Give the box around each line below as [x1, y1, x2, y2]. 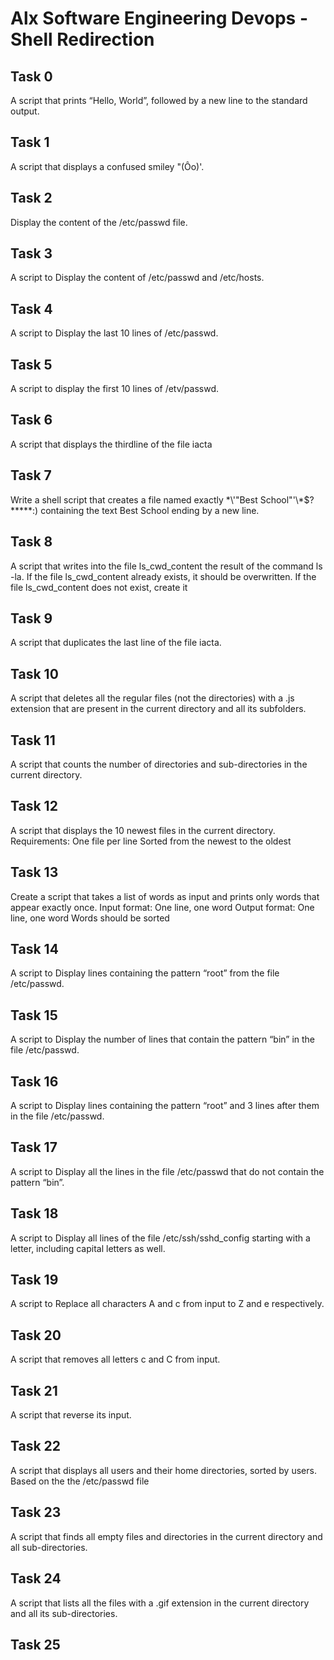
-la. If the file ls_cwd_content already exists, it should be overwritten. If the [10, 570, 317, 582]
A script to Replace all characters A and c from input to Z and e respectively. [10, 1298, 325, 1310]
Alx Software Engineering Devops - [10, 7, 309, 30]
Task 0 [10, 68, 53, 85]
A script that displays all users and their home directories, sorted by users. [10, 1464, 317, 1476]
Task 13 [10, 864, 59, 881]
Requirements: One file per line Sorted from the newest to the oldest [10, 835, 292, 847]
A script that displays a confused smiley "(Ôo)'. [10, 160, 205, 172]
